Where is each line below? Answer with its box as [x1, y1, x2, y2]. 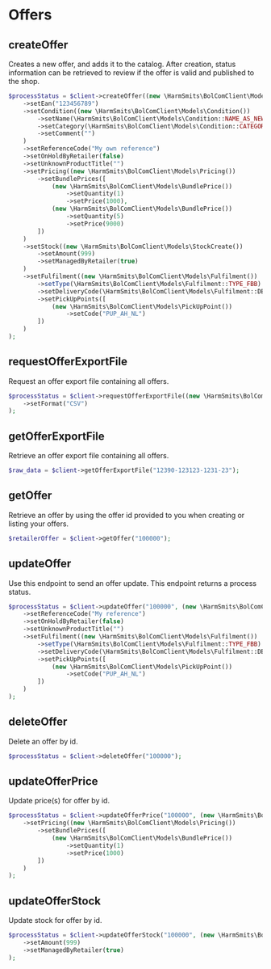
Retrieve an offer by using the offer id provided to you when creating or [8, 510, 245, 520]
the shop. [8, 77, 40, 86]
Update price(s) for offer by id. [8, 796, 110, 806]
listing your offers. [8, 519, 69, 529]
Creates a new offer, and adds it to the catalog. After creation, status [8, 59, 236, 69]
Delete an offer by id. [8, 736, 78, 746]
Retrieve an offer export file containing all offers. [8, 451, 169, 461]
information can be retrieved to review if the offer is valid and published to [8, 68, 255, 78]
